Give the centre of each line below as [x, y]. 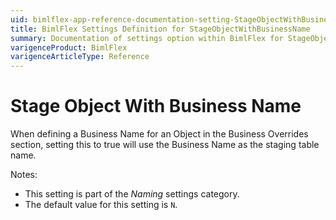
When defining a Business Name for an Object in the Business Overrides [159, 134]
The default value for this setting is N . [101, 205]
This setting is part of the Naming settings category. [132, 194]
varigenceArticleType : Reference [80, 57]
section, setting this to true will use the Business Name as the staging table [165, 145]
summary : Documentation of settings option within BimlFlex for [147, 38]
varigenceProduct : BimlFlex [69, 47]
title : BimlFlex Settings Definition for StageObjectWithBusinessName [160, 29]
